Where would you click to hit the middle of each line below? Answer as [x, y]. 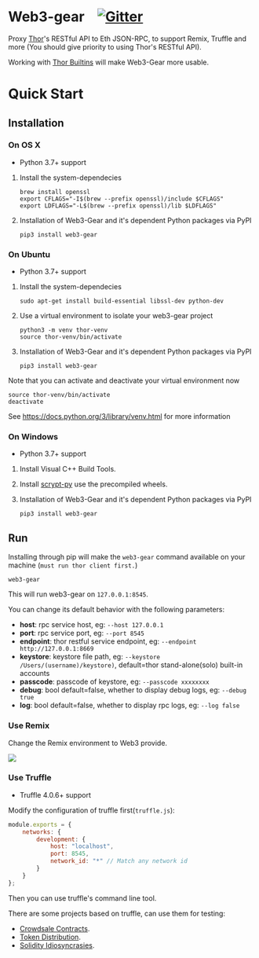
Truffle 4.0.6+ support [55, 795]
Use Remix [29, 725]
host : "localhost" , [82, 846]
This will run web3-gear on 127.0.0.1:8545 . [78, 594]
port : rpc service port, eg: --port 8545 [82, 633]
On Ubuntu [29, 254]
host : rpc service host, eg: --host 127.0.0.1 [91, 625]
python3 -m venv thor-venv [64, 330]
